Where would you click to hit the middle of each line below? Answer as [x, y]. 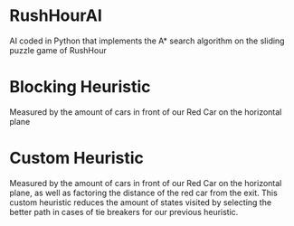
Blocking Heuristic [80, 87]
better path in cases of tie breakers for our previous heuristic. [124, 212]
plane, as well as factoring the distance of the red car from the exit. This [143, 193]
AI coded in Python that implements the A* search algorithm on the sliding [147, 41]
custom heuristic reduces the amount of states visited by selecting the [141, 202]
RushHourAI [56, 16]
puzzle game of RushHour [58, 50]
